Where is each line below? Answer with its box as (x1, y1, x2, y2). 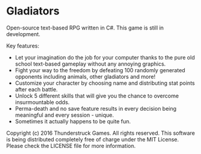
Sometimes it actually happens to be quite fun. (14, 117, 131, 125)
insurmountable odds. (14, 98, 70, 106)
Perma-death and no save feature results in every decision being (14, 105, 177, 112)
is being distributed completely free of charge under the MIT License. (6, 135, 179, 143)
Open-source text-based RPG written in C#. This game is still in (6, 24, 164, 31)
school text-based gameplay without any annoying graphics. (14, 60, 166, 67)
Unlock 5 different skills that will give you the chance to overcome (14, 92, 179, 99)
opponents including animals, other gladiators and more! (14, 73, 156, 80)
